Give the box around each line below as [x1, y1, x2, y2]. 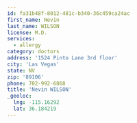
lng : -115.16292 [13, 99, 60, 106]
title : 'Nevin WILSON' [7, 86, 72, 93]
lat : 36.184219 [13, 105, 57, 112]
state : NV [7, 67, 36, 74]
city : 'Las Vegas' [7, 61, 60, 68]
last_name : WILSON [7, 23, 60, 29]
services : [7, 36, 36, 42]
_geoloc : [7, 93, 32, 100]
